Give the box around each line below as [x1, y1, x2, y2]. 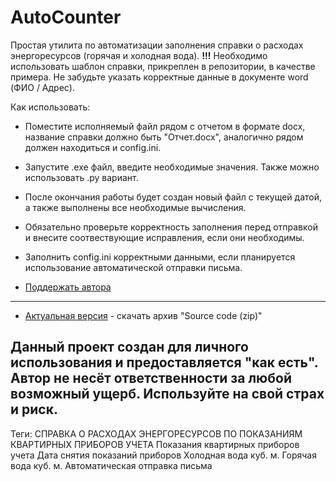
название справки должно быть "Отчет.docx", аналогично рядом [24, 131, 304, 143]
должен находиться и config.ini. [24, 141, 162, 153]
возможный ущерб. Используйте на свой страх [10, 386, 325, 403]
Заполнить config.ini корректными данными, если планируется [24, 251, 296, 263]
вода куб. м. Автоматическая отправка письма [10, 459, 213, 471]
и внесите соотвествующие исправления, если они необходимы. [24, 231, 305, 243]
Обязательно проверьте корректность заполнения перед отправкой [24, 221, 318, 233]
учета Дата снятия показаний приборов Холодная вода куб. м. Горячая [10, 449, 317, 461]
